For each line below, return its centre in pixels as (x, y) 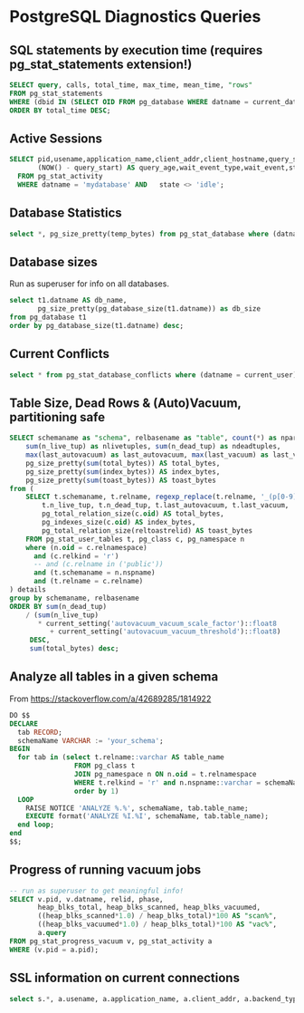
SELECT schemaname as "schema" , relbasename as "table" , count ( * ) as (143, 438)
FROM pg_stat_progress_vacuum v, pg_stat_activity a (111, 941)
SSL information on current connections (124, 978)
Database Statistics (66, 213)
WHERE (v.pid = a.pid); (54, 950)
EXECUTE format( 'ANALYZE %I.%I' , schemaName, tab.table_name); (147, 816)
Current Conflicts (60, 354)
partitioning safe (57, 417)
